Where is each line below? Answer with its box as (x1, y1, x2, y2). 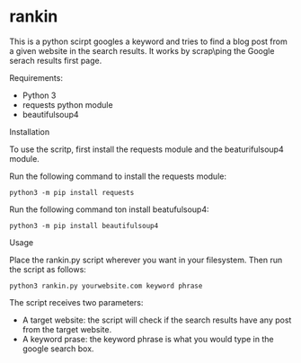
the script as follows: (9, 263, 87, 275)
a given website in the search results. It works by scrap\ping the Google (9, 45, 275, 56)
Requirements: (9, 72, 63, 83)
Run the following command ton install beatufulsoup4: (9, 204, 209, 215)
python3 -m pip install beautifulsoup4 (9, 221, 159, 230)
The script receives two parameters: (9, 297, 144, 307)
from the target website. (22, 323, 112, 334)
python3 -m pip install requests (9, 188, 135, 197)
